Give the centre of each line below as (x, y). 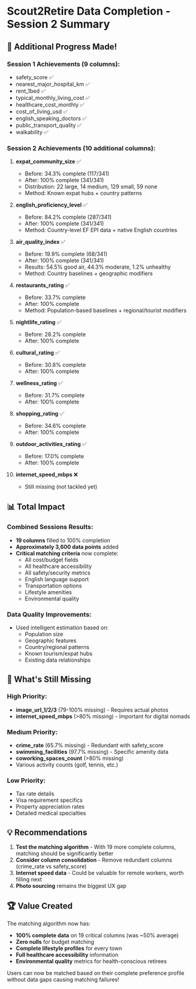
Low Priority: (26, 781)
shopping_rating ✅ (40, 414)
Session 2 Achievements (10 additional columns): (81, 148)
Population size (44, 634)
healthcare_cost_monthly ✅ (50, 104)
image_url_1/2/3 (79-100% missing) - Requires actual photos (92, 710)
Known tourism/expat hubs (59, 654)
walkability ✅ (32, 132)
